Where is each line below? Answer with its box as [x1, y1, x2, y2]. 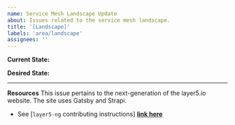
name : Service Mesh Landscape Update [7, 10, 117, 17]
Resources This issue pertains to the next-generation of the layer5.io [7, 89, 206, 98]
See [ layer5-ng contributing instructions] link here [17, 110, 163, 119]
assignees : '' [7, 36, 49, 43]
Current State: [7, 55, 50, 64]
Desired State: [7, 69, 50, 78]
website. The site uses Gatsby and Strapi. [7, 96, 127, 105]
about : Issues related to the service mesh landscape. [7, 17, 171, 24]
